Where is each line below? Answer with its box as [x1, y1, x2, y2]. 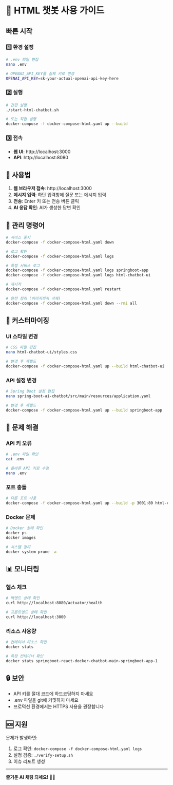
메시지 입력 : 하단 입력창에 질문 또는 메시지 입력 [13, 192, 107, 198]
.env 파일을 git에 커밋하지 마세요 [13, 697, 79, 703]
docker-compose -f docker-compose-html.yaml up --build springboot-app [6, 407, 162, 413]
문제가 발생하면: [6, 735, 38, 741]
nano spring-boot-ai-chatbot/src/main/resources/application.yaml [6, 394, 151, 399]
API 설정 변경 [6, 377, 37, 384]
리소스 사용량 [6, 627, 36, 634]
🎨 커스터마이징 [6, 316, 49, 325]
